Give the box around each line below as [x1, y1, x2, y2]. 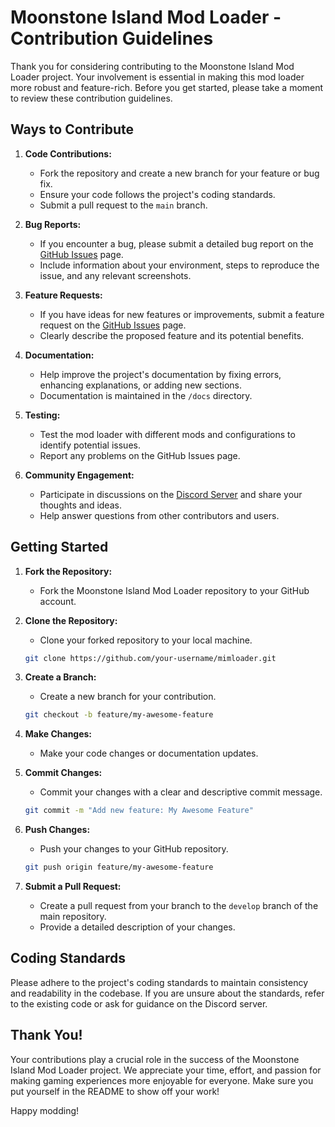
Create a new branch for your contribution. [39, 691, 217, 703]
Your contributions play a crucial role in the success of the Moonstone [10, 1053, 300, 1065]
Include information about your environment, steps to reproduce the [39, 259, 320, 271]
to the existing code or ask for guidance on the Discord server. [10, 997, 268, 1010]
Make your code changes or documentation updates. [39, 747, 259, 760]
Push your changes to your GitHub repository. [39, 843, 229, 855]
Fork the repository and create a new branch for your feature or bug [39, 167, 320, 179]
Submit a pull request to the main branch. [39, 199, 208, 211]
